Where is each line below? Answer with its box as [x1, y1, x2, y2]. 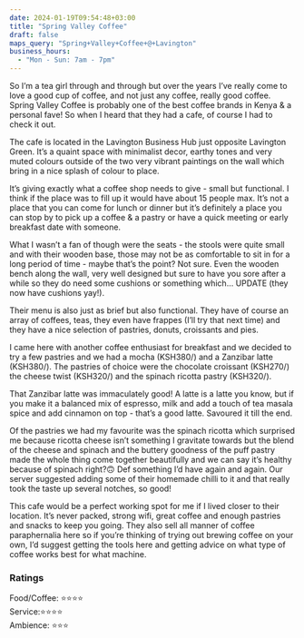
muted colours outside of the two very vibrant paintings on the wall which [9, 156, 285, 166]
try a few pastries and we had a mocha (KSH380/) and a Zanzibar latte [9, 351, 274, 362]
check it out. [9, 119, 56, 130]
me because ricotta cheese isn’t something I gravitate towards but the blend [9, 435, 295, 446]
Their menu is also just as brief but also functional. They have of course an [9, 305, 289, 316]
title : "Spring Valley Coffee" [9, 22, 128, 31]
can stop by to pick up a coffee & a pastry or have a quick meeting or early [9, 212, 289, 222]
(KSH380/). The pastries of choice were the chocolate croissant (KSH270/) [9, 361, 290, 372]
